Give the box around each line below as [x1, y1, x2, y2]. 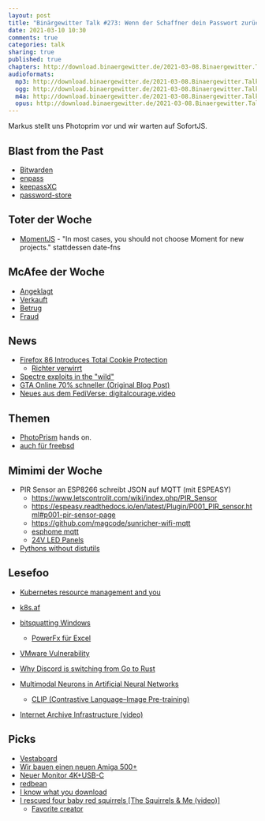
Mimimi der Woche [8, 463, 103, 478]
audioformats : [8, 70, 55, 78]
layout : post [8, 11, 51, 20]
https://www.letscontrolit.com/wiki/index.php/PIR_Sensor [31, 493, 218, 502]
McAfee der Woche [8, 265, 105, 279]
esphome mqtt [31, 527, 79, 536]
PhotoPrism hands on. [19, 433, 92, 442]
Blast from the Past [8, 144, 104, 158]
